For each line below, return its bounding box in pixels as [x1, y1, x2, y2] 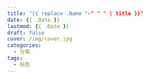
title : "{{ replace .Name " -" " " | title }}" [7, 10, 144, 17]
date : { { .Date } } [7, 16, 60, 23]
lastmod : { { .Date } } [7, 23, 70, 30]
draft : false [7, 29, 45, 36]
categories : [7, 42, 41, 49]
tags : [7, 55, 23, 62]
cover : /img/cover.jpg [7, 36, 73, 43]
